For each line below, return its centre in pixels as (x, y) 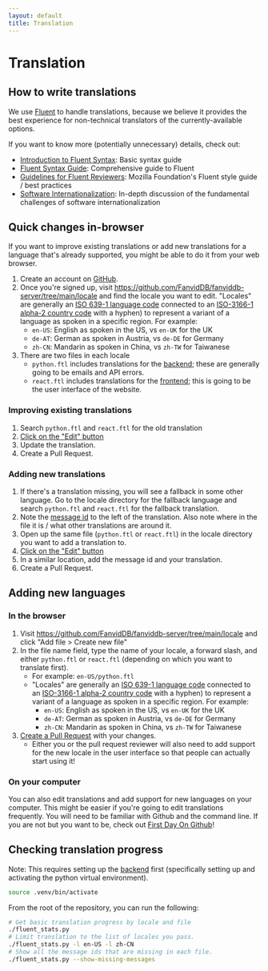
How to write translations (72, 92)
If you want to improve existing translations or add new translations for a (127, 247)
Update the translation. (58, 444)
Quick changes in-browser (76, 227)
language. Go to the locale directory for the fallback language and (128, 500)
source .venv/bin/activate (53, 892)
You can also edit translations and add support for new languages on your (130, 799)
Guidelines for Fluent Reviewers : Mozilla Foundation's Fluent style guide (138, 176)
